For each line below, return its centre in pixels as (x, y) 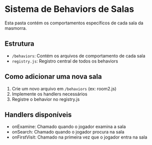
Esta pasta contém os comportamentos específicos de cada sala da (74, 23)
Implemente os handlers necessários (49, 94)
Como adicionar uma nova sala (53, 77)
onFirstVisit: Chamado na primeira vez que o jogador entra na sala (79, 137)
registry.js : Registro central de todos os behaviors (65, 61)
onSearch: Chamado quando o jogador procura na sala (68, 132)
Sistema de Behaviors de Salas (70, 9)
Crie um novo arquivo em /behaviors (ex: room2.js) (64, 88)
